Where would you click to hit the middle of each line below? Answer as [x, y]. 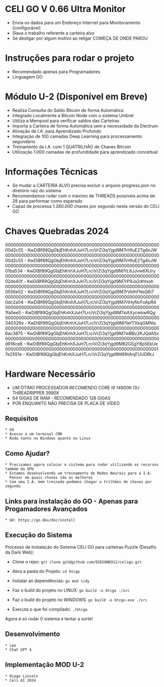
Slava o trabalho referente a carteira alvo [53, 33]
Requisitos [22, 419]
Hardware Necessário [50, 374]
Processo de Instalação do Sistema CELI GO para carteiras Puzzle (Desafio [81, 547]
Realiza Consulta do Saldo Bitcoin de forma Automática [68, 110]
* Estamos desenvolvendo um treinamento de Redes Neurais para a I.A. [79, 473]
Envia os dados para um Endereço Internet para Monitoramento [76, 23]
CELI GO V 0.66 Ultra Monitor [65, 9]
